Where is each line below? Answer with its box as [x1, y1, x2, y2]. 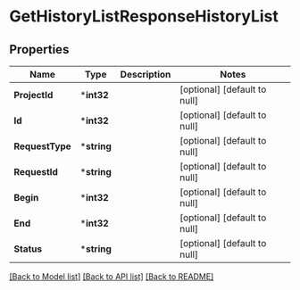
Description [120, 69, 171, 80]
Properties [9, 42, 70, 57]
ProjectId [13, 89, 54, 101]
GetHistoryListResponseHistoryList [9, 6, 279, 27]
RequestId [13, 166, 58, 178]
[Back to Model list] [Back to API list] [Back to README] [9, 271, 214, 282]
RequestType [13, 140, 71, 153]
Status [13, 243, 43, 255]
